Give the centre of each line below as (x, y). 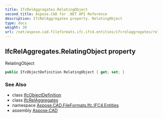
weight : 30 (16, 28)
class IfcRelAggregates (35, 100)
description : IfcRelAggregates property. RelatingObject (64, 18)
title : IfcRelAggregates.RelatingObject (47, 9)
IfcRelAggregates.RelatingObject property (70, 52)
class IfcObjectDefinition (37, 95)
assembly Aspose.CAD (35, 110)
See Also (16, 84)
